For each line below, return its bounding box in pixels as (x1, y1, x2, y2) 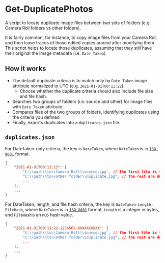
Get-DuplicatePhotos (5, 3, 93, 15)
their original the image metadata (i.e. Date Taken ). (5, 50, 107, 56)
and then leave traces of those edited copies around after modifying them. (5, 39, 156, 45)
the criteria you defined (12, 114, 60, 120)
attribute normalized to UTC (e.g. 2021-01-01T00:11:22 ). (12, 83, 125, 89)
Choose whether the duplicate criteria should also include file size (19, 88, 153, 94)
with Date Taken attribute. (12, 103, 64, 109)
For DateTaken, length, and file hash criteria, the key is (5, 201, 115, 207)
